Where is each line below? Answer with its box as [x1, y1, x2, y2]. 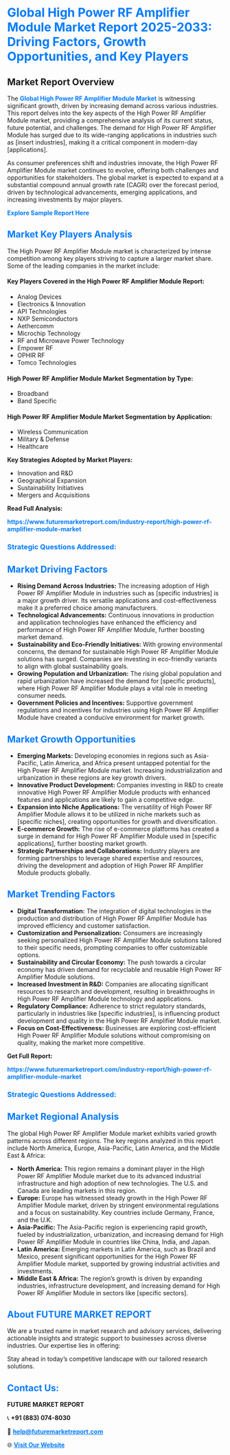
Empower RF [16, 344, 54, 352]
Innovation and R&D [16, 469, 73, 478]
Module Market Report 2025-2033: [7, 19, 213, 35]
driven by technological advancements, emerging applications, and [7, 188, 198, 196]
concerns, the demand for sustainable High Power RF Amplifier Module [16, 648, 218, 656]
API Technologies [16, 308, 67, 316]
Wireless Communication [16, 428, 89, 436]
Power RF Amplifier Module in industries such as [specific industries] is [16, 589, 219, 597]
